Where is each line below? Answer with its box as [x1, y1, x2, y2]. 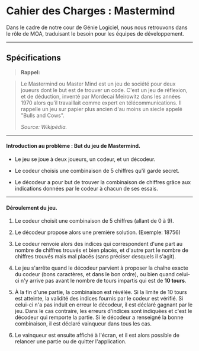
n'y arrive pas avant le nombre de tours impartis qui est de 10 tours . [20, 277, 187, 284]
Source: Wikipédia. [20, 123, 68, 130]
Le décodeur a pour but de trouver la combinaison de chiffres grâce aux [14, 178, 191, 185]
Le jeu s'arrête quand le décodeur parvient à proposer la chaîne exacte [14, 264, 188, 271]
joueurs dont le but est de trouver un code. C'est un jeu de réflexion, [20, 86, 188, 93]
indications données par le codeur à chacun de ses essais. [14, 185, 159, 192]
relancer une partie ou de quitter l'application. [14, 338, 127, 345]
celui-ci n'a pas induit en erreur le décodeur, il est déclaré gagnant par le [14, 301, 193, 308]
